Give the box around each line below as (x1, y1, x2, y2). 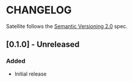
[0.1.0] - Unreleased (6, 40, 80, 49)
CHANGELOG (6, 3, 72, 17)
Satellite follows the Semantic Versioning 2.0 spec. (6, 23, 128, 30)
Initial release (14, 70, 47, 77)
